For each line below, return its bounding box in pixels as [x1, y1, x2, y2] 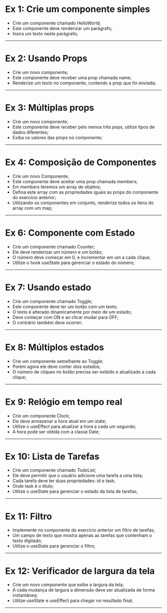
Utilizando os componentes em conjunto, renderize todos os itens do [12, 200, 154, 206]
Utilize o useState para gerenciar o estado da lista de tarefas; [12, 488, 138, 495]
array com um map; [12, 205, 53, 211]
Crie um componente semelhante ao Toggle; [12, 358, 104, 364]
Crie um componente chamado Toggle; [12, 298, 93, 304]
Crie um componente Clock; [12, 413, 71, 419]
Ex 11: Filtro [5, 511, 52, 522]
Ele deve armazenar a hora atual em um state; [12, 418, 107, 424]
